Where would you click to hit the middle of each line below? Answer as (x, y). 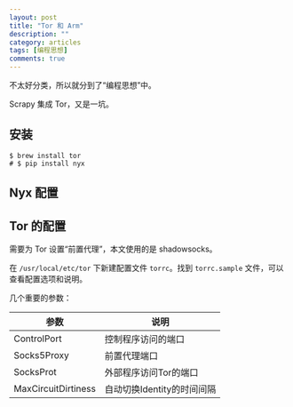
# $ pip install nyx (48, 164)
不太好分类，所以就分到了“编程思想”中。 (83, 85)
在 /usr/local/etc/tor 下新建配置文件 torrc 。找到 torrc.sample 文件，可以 (146, 268)
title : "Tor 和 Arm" (47, 26)
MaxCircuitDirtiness (55, 389)
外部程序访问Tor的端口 (151, 372)
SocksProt (36, 372)
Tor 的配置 (38, 226)
